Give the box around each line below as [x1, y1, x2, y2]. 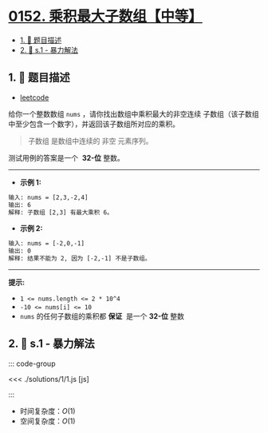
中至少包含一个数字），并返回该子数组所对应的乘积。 [8, 119, 179, 129]
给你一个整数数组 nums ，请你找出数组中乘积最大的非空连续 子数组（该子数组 [8, 109, 259, 118]
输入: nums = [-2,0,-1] [8, 240, 85, 248]
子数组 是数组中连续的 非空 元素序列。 [27, 136, 153, 145]
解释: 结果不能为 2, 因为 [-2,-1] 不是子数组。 [8, 255, 152, 263]
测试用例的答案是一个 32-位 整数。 [8, 153, 125, 162]
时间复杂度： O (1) [19, 406, 76, 415]
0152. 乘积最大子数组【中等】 [8, 7, 203, 26]
